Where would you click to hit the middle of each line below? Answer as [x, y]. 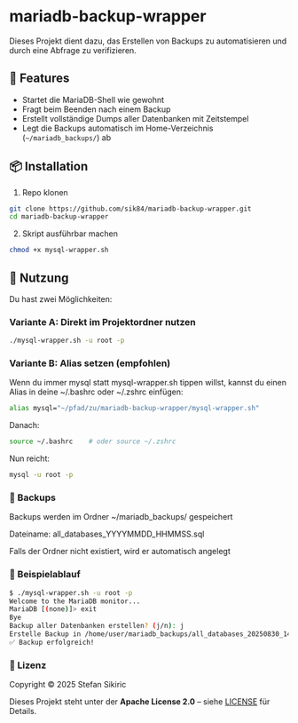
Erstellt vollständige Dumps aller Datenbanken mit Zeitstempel [135, 118]
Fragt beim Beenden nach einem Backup [96, 109]
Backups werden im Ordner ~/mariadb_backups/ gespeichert [121, 517]
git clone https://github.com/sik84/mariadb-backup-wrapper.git [130, 209]
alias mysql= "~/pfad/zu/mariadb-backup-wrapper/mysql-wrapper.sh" [134, 409]
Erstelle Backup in [45, 634]
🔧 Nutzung [39, 278]
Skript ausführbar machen [70, 234]
